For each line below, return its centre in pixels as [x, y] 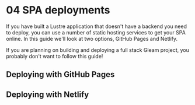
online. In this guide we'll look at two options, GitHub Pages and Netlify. [92, 38]
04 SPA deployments [58, 10]
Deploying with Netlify [48, 94]
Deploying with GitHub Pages [60, 74]
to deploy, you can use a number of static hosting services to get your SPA [96, 32]
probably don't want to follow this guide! [55, 56]
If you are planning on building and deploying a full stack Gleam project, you [98, 50]
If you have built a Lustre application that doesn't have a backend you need [96, 26]
